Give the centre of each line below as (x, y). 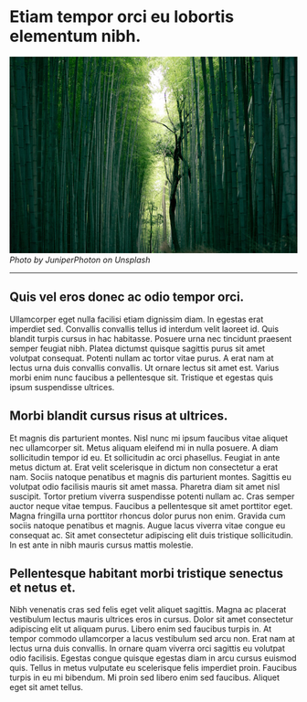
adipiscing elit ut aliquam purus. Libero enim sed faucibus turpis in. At (141, 629)
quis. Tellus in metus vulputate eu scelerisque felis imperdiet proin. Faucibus (153, 668)
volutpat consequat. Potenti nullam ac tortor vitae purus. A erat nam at (142, 357)
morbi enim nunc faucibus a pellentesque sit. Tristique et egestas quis (142, 378)
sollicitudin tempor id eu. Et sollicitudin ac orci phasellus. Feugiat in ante (145, 457)
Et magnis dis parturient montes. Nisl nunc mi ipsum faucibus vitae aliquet (149, 438)
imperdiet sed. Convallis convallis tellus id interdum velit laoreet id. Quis (144, 329)
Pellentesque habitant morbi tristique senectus (146, 573)
